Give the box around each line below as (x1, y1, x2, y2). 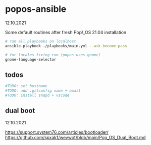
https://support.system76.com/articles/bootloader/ (5, 129, 109, 135)
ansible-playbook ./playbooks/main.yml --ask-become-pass (5, 43, 127, 48)
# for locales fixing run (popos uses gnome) (5, 52, 101, 57)
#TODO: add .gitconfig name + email (5, 88, 81, 93)
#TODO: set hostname (5, 84, 48, 89)
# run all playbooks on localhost (5, 38, 77, 44)
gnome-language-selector (5, 57, 56, 62)
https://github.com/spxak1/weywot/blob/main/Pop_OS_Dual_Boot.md (5, 134, 146, 140)
